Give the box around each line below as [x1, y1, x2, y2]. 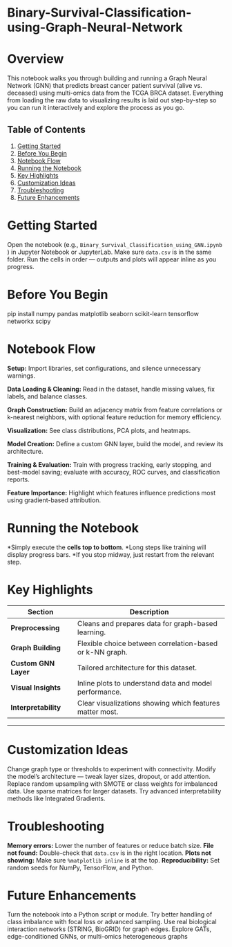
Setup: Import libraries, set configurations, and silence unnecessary [7, 364, 202, 372]
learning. [77, 627, 106, 637]
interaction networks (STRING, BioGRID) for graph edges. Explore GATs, [7, 925, 212, 933]
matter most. [77, 707, 119, 717]
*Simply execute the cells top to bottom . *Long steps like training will [7, 543, 206, 551]
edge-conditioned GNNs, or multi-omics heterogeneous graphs [7, 932, 188, 941]
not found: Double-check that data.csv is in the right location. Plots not [7, 849, 212, 857]
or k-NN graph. [77, 647, 128, 656]
